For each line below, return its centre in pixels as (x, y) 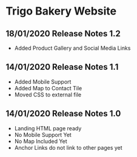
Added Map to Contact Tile (48, 88)
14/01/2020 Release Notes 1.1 (62, 67)
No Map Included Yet (41, 141)
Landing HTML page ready (48, 128)
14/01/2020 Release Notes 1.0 (63, 114)
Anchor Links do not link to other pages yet (68, 147)
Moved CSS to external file (48, 95)
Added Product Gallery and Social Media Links (72, 48)
